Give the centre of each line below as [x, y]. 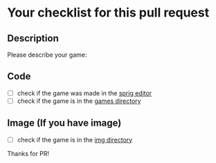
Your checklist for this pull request [108, 13]
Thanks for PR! [28, 153]
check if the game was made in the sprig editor [84, 93]
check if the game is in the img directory [75, 140]
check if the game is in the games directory [79, 101]
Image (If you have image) [64, 123]
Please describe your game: [47, 55]
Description [33, 38]
